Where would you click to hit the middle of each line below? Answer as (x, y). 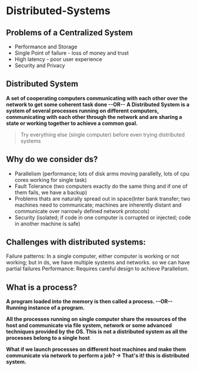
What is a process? (42, 287)
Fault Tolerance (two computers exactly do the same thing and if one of (101, 186)
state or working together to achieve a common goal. (72, 123)
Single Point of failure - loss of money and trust (72, 53)
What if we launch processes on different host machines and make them (96, 349)
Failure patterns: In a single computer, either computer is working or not (93, 256)
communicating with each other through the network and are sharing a (94, 117)
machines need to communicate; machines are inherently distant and (98, 205)
